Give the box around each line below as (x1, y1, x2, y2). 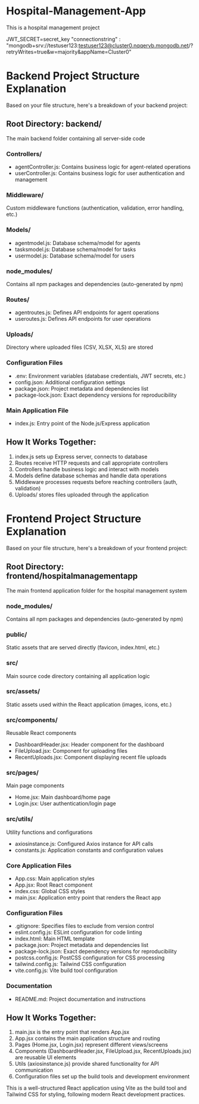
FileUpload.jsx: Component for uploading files (14, 747, 128, 755)
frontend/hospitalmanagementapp (6, 571, 138, 581)
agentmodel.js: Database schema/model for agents (14, 239, 141, 246)
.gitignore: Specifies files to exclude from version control (14, 922, 154, 930)
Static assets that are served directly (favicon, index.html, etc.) (6, 644, 160, 651)
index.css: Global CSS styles (14, 888, 85, 894)
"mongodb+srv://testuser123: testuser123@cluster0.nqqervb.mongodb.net (6, 42, 189, 49)
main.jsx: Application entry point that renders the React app (14, 894, 161, 901)
